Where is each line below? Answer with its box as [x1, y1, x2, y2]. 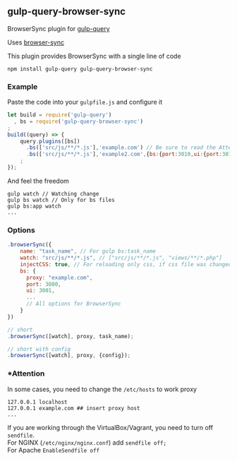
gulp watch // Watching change [7, 190, 99, 197]
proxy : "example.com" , [25, 274, 93, 281]
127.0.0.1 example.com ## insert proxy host [7, 405, 140, 412]
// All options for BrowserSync [25, 300, 121, 308]
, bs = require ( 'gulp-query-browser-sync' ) [13, 118, 143, 125]
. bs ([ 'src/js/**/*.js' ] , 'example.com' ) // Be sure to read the [25, 144, 217, 151]
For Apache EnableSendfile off [7, 445, 100, 454]
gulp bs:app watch [7, 203, 61, 210]
